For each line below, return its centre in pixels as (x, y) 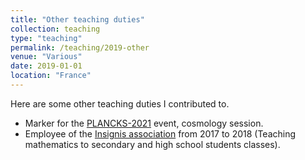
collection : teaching (55, 29)
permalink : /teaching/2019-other (80, 47)
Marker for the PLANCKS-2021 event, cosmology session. (144, 123)
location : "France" (51, 76)
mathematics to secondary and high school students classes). (152, 144)
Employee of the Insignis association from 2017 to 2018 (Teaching (160, 133)
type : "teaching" (46, 38)
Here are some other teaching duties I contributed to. (120, 103)
